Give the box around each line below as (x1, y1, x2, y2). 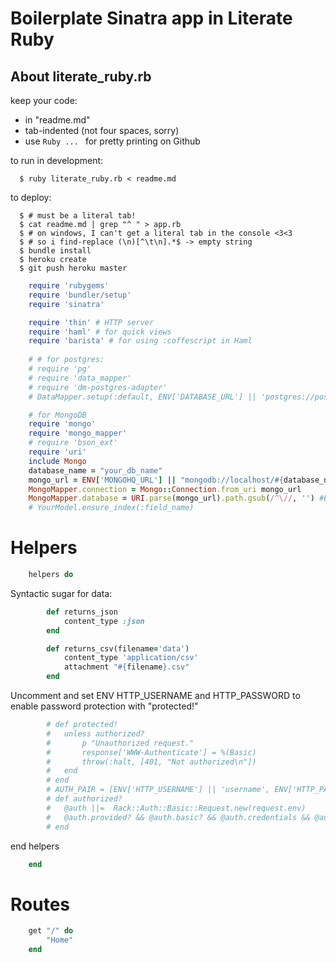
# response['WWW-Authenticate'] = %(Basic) (46, 747, 257, 757)
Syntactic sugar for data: (10, 587, 113, 599)
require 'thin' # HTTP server (28, 317, 155, 327)
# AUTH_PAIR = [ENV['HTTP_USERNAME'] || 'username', (46, 785, 271, 795)
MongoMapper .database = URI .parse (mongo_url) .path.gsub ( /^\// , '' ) (28, 493, 315, 504)
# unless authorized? (46, 728, 145, 739)
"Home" (46, 935, 74, 946)
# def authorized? (46, 794, 123, 804)
